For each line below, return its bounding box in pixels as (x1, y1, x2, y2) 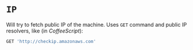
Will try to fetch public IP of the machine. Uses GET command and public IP (6, 21, 187, 28)
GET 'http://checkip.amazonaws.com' (6, 38, 96, 44)
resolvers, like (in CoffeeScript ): (6, 27, 84, 34)
